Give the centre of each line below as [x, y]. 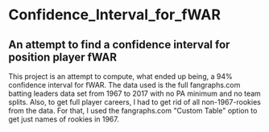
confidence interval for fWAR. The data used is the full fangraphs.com [124, 85]
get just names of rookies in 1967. [64, 119]
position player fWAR [63, 57]
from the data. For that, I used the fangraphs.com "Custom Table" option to [133, 111]
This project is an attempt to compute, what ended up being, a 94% [120, 76]
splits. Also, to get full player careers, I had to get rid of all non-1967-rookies [135, 102]
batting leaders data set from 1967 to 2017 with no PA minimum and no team [135, 93]
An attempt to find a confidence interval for [119, 45]
